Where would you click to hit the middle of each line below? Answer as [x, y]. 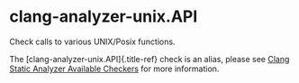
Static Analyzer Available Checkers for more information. [114, 69]
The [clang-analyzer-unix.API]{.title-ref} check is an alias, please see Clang [149, 59]
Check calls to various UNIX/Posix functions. [92, 41]
